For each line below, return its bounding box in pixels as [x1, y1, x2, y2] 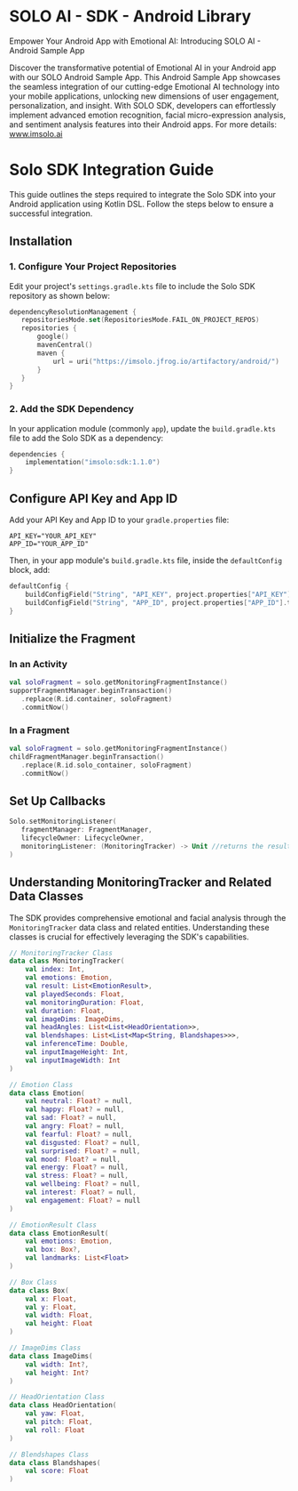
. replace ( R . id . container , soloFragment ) [20, 694, 173, 704]
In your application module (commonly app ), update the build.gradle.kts [9, 423, 277, 433]
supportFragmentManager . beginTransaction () [9, 687, 173, 696]
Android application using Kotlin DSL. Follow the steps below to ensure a [9, 198, 274, 209]
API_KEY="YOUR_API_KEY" [9, 532, 98, 541]
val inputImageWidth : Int [25, 1056, 122, 1065]
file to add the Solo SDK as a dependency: [9, 432, 164, 443]
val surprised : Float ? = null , [25, 1146, 141, 1156]
